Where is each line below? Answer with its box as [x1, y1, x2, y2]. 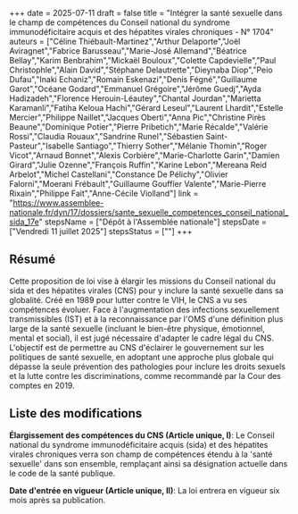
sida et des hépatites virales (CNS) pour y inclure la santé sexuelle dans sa [9, 285, 284, 296]
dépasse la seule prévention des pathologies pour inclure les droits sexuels [9, 361, 286, 372]
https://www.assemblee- [12, 198, 104, 208]
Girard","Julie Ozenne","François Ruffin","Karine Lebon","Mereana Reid [9, 160, 268, 170]
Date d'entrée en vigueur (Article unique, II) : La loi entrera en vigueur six [9, 485, 280, 495]
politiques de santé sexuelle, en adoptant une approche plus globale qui [9, 351, 274, 362]
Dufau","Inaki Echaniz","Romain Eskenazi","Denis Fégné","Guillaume [9, 74, 258, 84]
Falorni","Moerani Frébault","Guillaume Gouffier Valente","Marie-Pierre [9, 179, 267, 189]
